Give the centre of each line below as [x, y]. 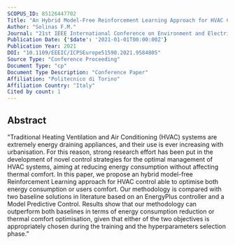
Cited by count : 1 [34, 92]
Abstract [27, 120]
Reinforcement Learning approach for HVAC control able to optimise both [113, 181]
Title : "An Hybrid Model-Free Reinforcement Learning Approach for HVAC [115, 20]
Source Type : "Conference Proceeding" [64, 59]
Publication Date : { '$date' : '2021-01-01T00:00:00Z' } [87, 40]
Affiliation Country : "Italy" [51, 85]
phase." [18, 233]
